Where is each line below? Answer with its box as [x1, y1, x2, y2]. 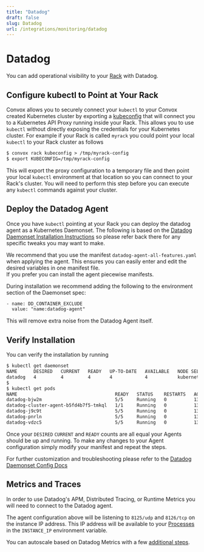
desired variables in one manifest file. [6, 264, 100, 271]
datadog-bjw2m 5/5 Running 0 [6, 397, 167, 403]
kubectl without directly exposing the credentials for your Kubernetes [6, 125, 180, 133]
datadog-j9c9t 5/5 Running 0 [6, 408, 167, 414]
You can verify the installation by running [6, 351, 109, 358]
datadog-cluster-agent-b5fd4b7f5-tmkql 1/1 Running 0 [6, 402, 167, 408]
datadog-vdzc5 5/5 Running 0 [6, 419, 167, 425]
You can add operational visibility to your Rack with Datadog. [6, 72, 159, 80]
